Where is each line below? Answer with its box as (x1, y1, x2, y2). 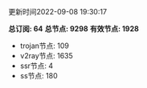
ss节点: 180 (19, 71, 58, 80)
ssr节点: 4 (19, 61, 54, 70)
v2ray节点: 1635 (19, 51, 74, 60)
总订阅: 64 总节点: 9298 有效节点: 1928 (8, 24, 139, 34)
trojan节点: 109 (19, 41, 70, 50)
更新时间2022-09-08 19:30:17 (8, 7, 107, 16)
